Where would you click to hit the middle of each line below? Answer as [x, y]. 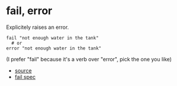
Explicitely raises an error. [37, 27]
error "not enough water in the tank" [54, 48]
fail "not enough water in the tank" [53, 38]
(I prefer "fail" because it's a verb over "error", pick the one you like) [89, 59]
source [23, 70]
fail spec [25, 77]
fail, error [29, 11]
